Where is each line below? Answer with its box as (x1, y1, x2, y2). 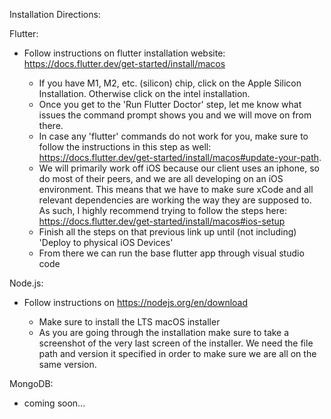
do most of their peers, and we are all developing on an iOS (38, 173, 284, 184)
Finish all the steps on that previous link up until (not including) (38, 226, 297, 238)
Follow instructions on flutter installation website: (23, 47, 226, 59)
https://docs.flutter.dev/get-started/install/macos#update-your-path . (38, 152, 322, 163)
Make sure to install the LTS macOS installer (38, 316, 221, 328)
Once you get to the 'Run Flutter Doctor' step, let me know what (38, 99, 302, 110)
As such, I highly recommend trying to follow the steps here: (38, 205, 287, 216)
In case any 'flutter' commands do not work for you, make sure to (38, 130, 309, 142)
